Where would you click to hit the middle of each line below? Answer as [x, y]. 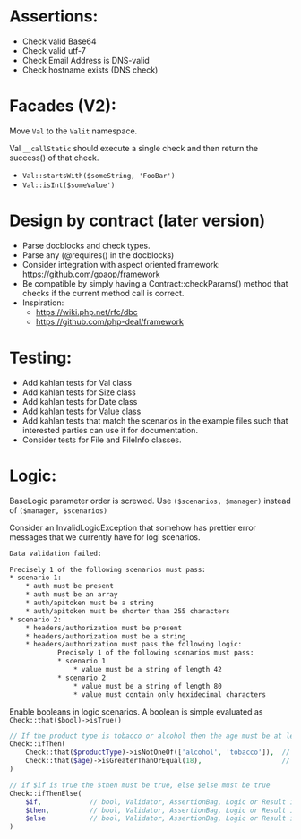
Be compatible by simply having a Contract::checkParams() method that [155, 283]
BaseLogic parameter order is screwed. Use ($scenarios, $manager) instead [150, 501]
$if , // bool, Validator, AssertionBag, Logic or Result [156, 802]
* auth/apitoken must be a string [90, 603]
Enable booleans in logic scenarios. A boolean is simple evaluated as [136, 711]
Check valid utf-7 [54, 50]
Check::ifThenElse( [46, 793]
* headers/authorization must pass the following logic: [134, 645]
